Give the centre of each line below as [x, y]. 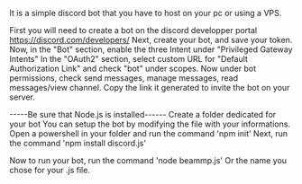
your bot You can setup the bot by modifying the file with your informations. [150, 124]
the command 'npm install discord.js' [78, 143]
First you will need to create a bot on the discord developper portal [133, 30]
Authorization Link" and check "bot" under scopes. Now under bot [133, 68]
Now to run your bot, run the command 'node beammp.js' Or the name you [148, 160]
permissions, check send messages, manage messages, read [124, 78]
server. [23, 97]
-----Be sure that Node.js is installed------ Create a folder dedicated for [143, 114]
